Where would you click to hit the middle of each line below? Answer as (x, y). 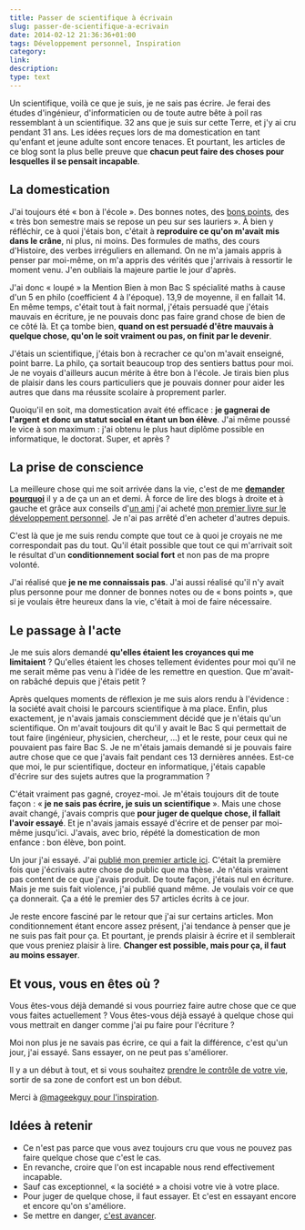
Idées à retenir (51, 1126)
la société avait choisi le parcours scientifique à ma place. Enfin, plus (139, 709)
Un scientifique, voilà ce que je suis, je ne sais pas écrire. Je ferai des (140, 103)
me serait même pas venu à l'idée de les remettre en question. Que (135, 672)
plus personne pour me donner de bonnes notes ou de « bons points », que (151, 592)
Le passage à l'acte (65, 630)
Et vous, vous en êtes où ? (85, 984)
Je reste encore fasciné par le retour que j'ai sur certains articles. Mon (142, 917)
